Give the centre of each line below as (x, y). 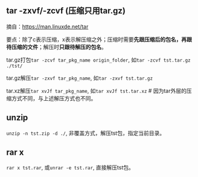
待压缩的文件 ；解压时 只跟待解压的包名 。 (56, 47)
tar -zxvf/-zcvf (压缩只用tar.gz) (66, 11)
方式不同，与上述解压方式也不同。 (54, 98)
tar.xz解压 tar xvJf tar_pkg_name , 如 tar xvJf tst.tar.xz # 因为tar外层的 (97, 91)
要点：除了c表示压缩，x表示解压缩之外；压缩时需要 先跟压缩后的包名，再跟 (99, 39)
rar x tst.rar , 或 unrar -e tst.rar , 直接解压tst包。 (70, 167)
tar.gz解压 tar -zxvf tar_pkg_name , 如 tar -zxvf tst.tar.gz (79, 78)
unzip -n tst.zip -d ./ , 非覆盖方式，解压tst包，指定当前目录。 (85, 133)
